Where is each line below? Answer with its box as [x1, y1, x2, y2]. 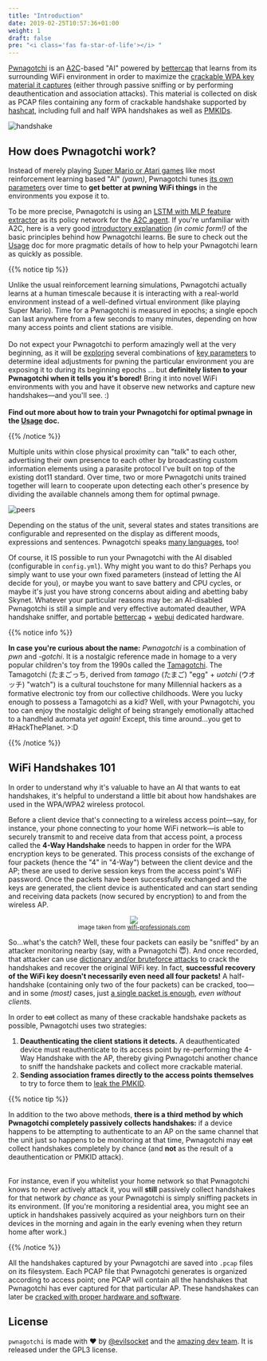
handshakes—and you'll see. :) [8, 390, 110, 400]
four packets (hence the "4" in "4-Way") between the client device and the [8, 857, 253, 867]
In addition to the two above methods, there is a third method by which [8, 1109, 244, 1119]
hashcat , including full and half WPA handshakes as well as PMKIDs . [8, 105, 233, 116]
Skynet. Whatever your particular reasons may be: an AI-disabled [8, 595, 223, 604]
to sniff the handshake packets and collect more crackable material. [19, 1061, 243, 1071]
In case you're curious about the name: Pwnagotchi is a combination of [8, 643, 246, 652]
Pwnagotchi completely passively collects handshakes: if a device [8, 1118, 233, 1128]
